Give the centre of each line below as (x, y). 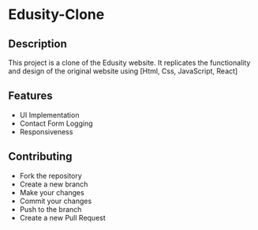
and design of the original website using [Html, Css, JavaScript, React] (123, 71)
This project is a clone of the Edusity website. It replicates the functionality (129, 62)
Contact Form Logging (56, 123)
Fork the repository (51, 175)
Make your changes (52, 192)
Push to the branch (50, 209)
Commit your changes (56, 201)
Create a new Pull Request (63, 217)
